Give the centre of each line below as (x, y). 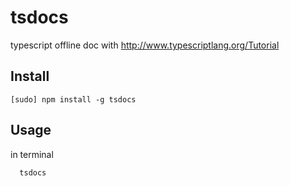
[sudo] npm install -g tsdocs (73, 99)
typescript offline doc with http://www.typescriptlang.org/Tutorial (145, 45)
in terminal (32, 154)
